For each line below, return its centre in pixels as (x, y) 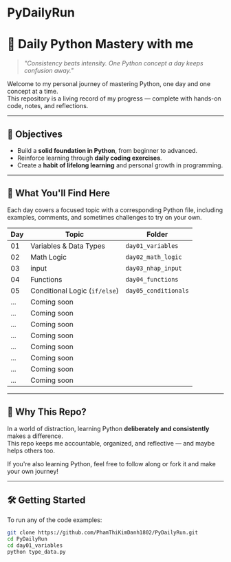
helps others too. (31, 450)
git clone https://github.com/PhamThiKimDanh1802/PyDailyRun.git (102, 533)
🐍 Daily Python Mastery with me (100, 44)
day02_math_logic (154, 257)
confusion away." (49, 71)
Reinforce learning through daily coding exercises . (90, 158)
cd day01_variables (35, 545)
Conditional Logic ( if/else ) (75, 291)
